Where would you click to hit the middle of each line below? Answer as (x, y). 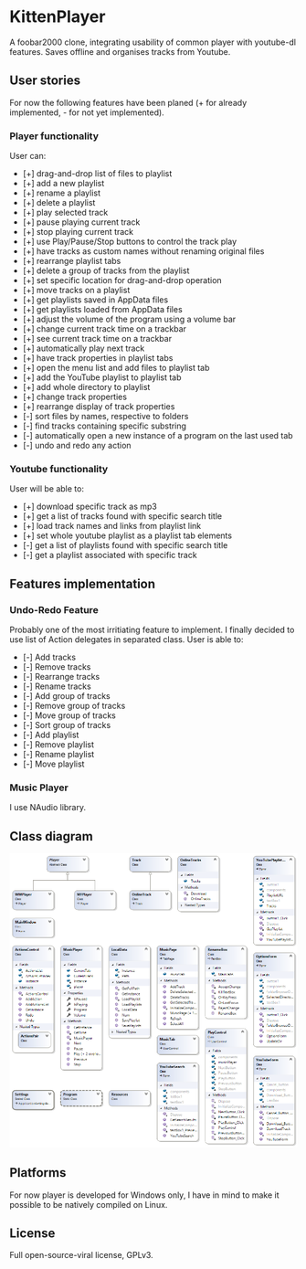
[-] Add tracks (49, 657)
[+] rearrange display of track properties (99, 407)
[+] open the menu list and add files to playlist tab (116, 368)
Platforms (38, 1173)
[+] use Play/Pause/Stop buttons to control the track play (130, 242)
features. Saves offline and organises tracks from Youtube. (120, 51)
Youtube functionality (59, 469)
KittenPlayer (58, 17)
